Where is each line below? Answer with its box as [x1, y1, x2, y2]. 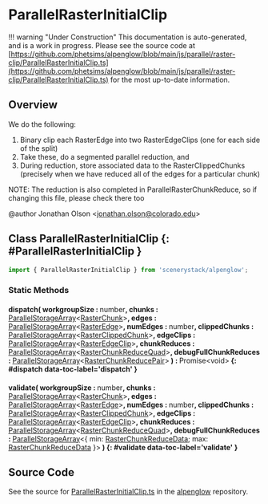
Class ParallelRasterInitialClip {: [8, 232, 170, 246]
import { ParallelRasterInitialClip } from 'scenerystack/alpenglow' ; [8, 266, 249, 274]
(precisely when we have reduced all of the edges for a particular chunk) [19, 169, 261, 178]
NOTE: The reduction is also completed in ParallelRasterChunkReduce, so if [8, 185, 258, 194]
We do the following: [8, 119, 76, 129]
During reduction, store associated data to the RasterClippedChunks [19, 161, 246, 170]
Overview [8, 98, 58, 112]
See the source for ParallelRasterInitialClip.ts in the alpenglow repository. [8, 487, 249, 497]
